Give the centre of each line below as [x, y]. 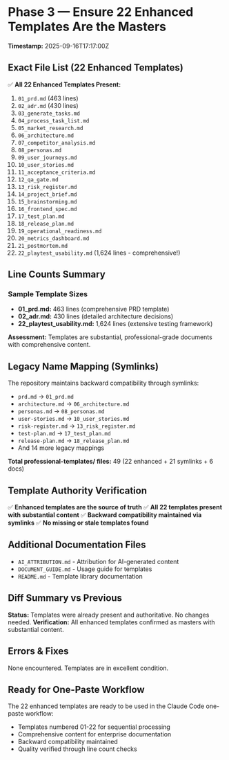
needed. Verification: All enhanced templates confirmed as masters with [111, 622]
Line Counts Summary [57, 274]
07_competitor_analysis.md [57, 143]
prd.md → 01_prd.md [46, 397]
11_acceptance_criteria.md [57, 172]
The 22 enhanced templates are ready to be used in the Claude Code [106, 706]
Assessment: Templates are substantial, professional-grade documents [110, 337]
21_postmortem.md [43, 246]
